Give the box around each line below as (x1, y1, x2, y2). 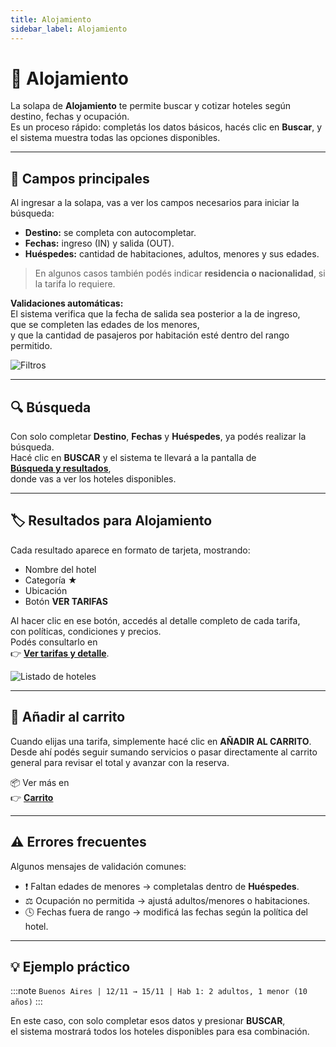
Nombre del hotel (24, 563, 97, 575)
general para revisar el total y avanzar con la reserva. (10, 756, 230, 768)
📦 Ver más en (10, 776, 70, 788)
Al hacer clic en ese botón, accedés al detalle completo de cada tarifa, (10, 614, 301, 626)
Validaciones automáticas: (10, 297, 124, 310)
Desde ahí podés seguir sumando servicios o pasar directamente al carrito (10, 746, 318, 758)
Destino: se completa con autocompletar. (24, 227, 197, 239)
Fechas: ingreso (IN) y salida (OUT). (24, 237, 175, 250)
